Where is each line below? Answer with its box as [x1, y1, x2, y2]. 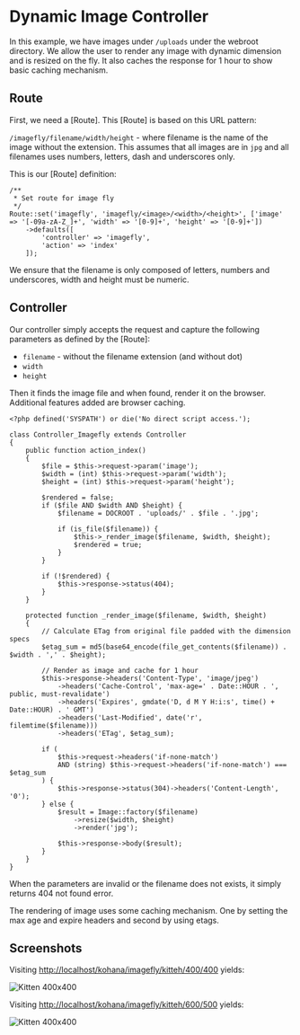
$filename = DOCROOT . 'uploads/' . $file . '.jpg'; [57, 509, 259, 517]
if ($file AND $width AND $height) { [41, 500, 182, 509]
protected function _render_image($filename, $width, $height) [25, 611, 268, 620]
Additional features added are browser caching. [9, 397, 186, 408]
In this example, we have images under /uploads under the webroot [9, 36, 259, 47]
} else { [41, 800, 75, 809]
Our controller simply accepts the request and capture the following [9, 323, 260, 334]
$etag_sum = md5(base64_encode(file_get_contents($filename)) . [41, 642, 287, 651]
